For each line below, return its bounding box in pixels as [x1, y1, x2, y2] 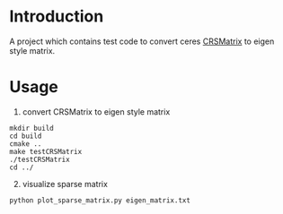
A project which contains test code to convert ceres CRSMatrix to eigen [9, 36, 275, 47]
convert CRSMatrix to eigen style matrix [22, 106, 171, 117]
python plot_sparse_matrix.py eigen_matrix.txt [9, 195, 191, 205]
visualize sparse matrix [22, 178, 108, 189]
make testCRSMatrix [9, 147, 83, 156]
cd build [9, 132, 42, 141]
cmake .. [9, 139, 42, 149]
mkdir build [9, 124, 54, 133]
